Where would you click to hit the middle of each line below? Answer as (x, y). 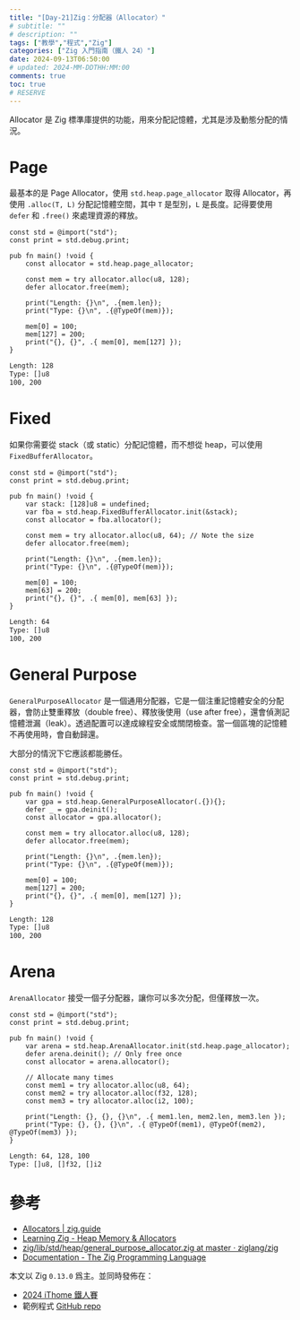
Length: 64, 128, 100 (50, 1156)
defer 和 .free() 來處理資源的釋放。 (76, 215)
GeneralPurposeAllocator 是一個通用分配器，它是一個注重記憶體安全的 (139, 700)
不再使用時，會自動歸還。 (56, 734)
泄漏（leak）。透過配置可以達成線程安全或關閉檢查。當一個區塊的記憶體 (156, 723)
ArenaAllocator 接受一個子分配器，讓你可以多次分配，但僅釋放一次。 (137, 998)
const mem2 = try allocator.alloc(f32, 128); (112, 1094)
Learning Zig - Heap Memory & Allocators (99, 1237)
